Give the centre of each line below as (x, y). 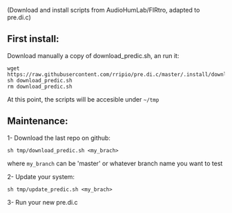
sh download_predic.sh (40, 80)
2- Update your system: (41, 176)
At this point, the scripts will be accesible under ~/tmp (83, 99)
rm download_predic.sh (40, 86)
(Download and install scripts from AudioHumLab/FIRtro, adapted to (104, 10)
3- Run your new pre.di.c (42, 202)
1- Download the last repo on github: (59, 138)
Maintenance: (38, 121)
